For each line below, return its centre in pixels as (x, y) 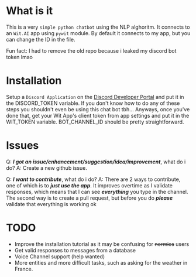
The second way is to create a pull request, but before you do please (90, 198)
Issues (23, 146)
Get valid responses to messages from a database (75, 250)
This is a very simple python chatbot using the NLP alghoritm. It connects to (98, 27)
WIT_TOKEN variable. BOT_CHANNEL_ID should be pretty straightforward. (95, 122)
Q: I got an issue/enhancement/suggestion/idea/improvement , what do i (96, 162)
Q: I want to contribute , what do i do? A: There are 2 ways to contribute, (93, 179)
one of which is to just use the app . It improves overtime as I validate (90, 185)
